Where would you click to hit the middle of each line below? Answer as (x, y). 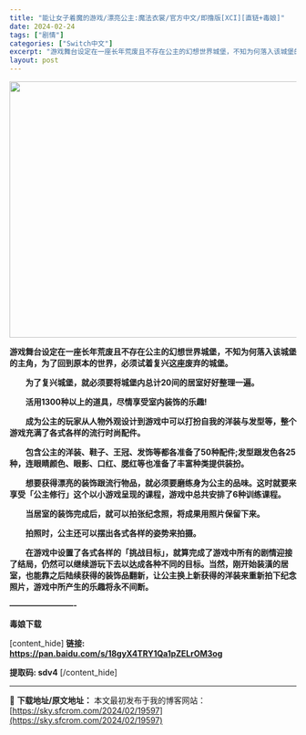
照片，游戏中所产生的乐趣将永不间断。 (81, 587)
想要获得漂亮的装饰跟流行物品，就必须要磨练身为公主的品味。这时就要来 (161, 483)
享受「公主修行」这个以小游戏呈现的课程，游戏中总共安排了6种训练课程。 (148, 494)
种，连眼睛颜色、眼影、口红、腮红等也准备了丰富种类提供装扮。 (129, 463)
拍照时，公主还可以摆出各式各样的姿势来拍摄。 (113, 533)
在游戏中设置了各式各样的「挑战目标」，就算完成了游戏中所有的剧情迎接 (159, 552)
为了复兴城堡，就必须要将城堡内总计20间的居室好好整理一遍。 (142, 383)
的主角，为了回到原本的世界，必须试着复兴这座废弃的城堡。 (121, 363)
